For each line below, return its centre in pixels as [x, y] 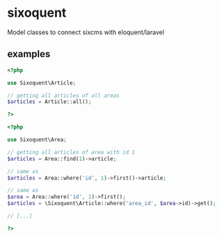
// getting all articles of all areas [63, 96]
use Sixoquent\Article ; [42, 83]
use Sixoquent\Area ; [37, 140]
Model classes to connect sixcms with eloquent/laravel [86, 32]
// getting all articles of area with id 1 [71, 152]
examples [29, 54]
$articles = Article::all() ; [49, 102]
